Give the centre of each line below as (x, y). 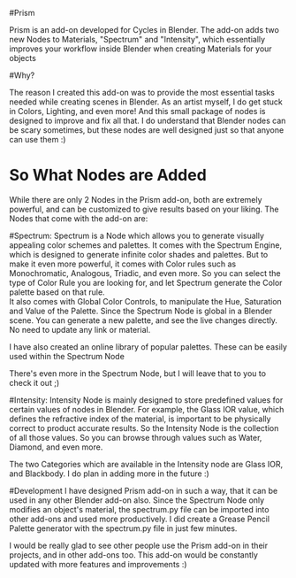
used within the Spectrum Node (67, 356)
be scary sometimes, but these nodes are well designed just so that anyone (147, 130)
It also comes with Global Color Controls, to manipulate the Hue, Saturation (146, 301)
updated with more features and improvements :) (98, 564)
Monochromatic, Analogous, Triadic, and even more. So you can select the (145, 273)
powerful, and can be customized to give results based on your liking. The (144, 209)
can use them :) (38, 139)
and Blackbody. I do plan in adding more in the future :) (109, 474)
